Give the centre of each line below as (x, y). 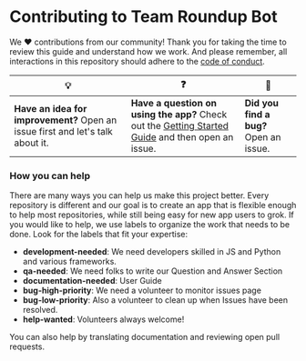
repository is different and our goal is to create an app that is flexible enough (153, 206)
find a (257, 114)
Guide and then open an (182, 136)
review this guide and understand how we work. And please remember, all (148, 51)
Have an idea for (51, 108)
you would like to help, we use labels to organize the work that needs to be (150, 225)
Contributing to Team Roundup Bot (143, 17)
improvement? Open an (66, 120)
